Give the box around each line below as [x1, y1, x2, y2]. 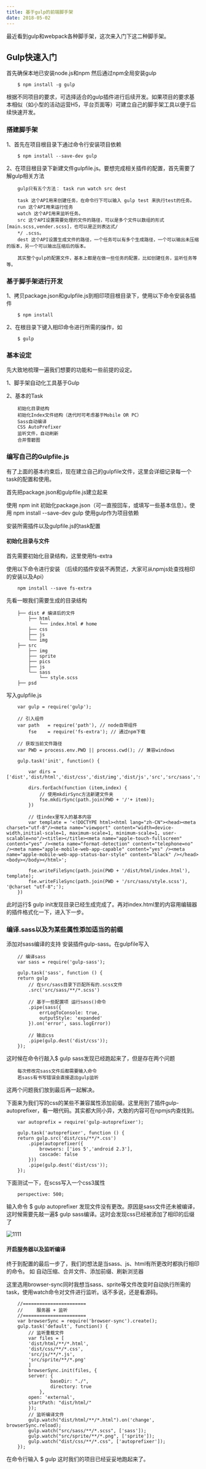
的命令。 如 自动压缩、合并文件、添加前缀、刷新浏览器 [6, 1268, 144, 1275]
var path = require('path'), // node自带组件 [17, 722, 138, 728]
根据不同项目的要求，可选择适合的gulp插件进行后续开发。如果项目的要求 [6, 93, 189, 101]
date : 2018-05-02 [6, 15, 51, 21]
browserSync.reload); [6, 1422, 62, 1428]
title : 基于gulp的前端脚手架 [6, 9, 74, 15]
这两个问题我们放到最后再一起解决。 [6, 1086, 98, 1093]
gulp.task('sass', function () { [17, 970, 103, 976]
